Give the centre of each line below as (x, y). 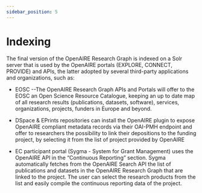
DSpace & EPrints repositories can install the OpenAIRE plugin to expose (105, 120)
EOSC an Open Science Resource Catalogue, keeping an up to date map (105, 96)
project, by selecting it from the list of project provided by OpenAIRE (100, 139)
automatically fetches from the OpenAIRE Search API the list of (93, 164)
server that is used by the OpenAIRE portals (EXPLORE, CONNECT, (90, 65)
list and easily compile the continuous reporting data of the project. (98, 183)
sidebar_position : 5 (32, 12)
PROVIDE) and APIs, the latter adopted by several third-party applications (97, 71)
